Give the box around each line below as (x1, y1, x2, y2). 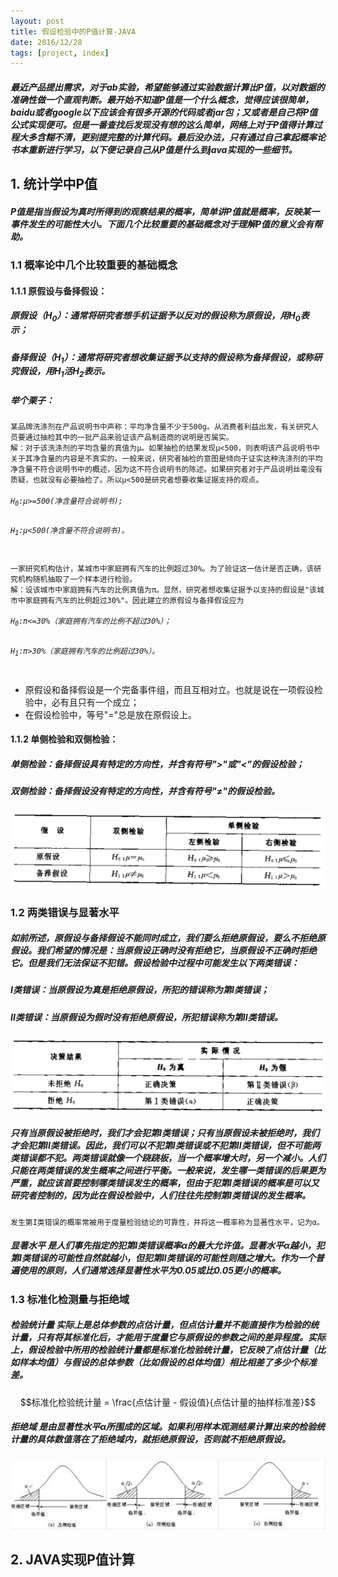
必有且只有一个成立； (51, 696, 140, 708)
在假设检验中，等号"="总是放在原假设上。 (24, 708, 198, 720)
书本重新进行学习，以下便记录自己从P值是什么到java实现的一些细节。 (10, 143, 298, 155)
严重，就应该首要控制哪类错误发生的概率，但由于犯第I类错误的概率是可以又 (10, 1177, 320, 1189)
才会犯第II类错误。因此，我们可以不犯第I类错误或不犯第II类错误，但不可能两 (10, 1140, 321, 1152)
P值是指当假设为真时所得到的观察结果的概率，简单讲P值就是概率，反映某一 (10, 205, 320, 217)
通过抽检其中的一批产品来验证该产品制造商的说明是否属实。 (24, 432, 234, 442)
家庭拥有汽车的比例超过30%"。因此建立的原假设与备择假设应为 (24, 595, 245, 605)
